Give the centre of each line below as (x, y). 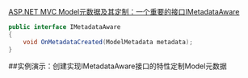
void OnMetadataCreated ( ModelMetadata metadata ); (108, 42)
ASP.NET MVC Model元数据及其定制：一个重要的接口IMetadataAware (124, 12)
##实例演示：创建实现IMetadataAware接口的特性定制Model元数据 (118, 66)
